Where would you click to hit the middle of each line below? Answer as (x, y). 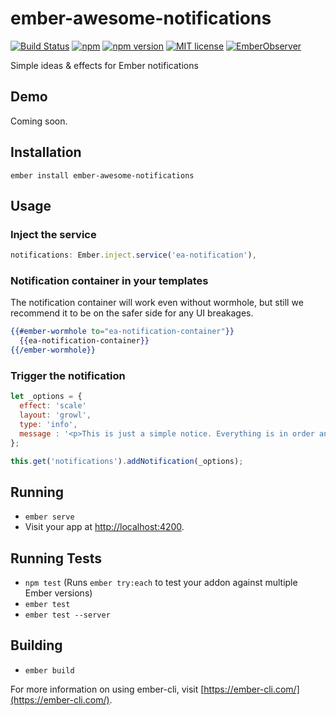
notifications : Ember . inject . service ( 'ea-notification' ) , (133, 255)
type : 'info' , (48, 424)
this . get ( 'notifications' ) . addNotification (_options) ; (127, 461)
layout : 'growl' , (55, 415)
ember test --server (67, 615)
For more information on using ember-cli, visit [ (107, 689)
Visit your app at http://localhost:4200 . (104, 527)
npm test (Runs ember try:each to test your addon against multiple (161, 583)
